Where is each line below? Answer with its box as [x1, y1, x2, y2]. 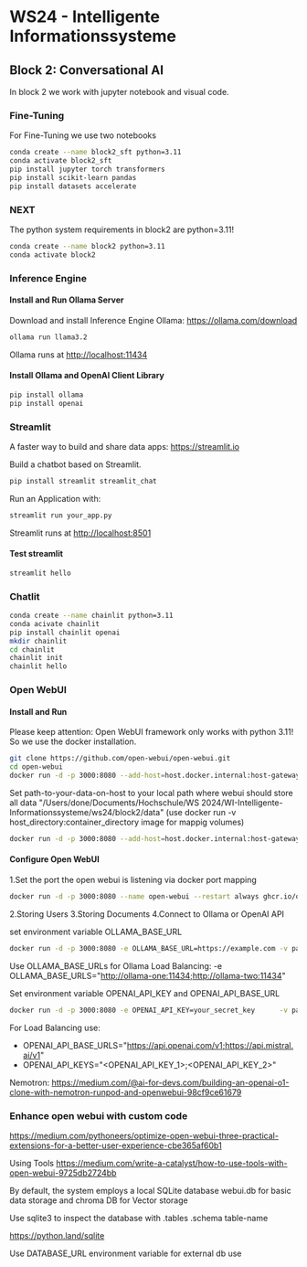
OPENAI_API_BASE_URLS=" [22, 1039, 128, 1050]
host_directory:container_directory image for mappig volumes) [9, 816, 245, 827]
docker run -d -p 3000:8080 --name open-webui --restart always [9, 892, 259, 901]
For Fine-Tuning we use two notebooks [9, 130, 157, 141]
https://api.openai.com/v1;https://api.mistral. [126, 1039, 294, 1050]
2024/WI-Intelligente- [200, 797, 283, 808]
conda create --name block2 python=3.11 [9, 241, 166, 250]
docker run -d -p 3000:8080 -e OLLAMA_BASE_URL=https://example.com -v [9, 943, 288, 953]
